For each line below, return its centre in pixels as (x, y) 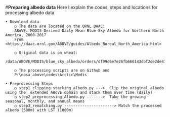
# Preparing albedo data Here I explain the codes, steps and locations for (81, 7)
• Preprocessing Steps (29, 84)
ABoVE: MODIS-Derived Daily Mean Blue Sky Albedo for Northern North (89, 31)
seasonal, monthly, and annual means (45, 101)
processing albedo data (30, 13)
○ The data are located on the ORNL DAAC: (60, 26)
